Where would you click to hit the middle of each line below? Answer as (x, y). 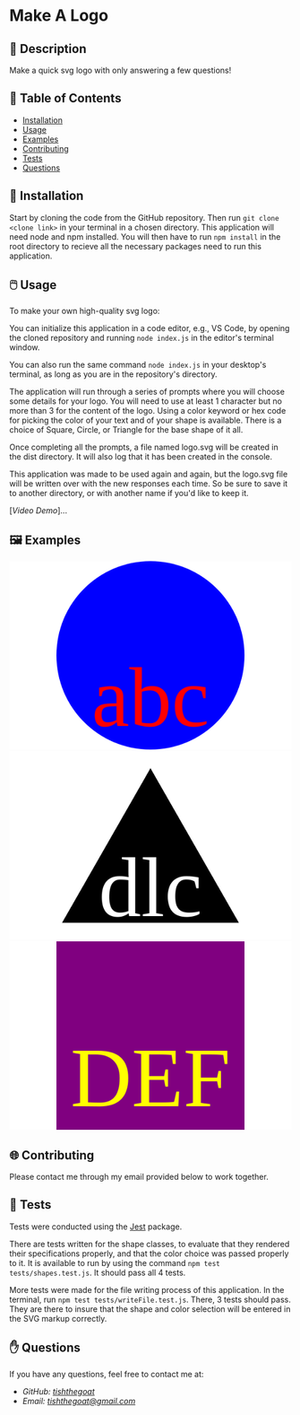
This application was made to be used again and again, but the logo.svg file (149, 474)
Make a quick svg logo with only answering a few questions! (120, 70)
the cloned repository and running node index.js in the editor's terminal (142, 338)
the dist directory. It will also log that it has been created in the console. (141, 457)
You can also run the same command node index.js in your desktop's (138, 365)
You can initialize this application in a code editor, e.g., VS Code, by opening (150, 328)
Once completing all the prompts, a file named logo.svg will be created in (144, 447)
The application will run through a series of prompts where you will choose (147, 392)
